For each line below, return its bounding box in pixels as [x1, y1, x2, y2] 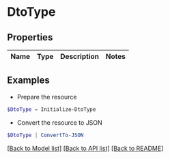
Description [60, 52, 99, 61]
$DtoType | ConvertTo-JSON [7, 132, 84, 138]
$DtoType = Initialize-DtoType [7, 106, 96, 113]
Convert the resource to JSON [16, 118, 102, 127]
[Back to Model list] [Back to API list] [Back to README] [7, 144, 164, 152]
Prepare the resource [16, 93, 77, 101]
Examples [7, 75, 50, 86]
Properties [7, 32, 53, 43]
